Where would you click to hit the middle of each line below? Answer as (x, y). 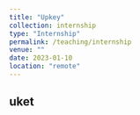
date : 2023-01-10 (41, 58)
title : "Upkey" (37, 17)
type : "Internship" (45, 33)
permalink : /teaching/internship (70, 42)
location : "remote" (45, 67)
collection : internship (53, 25)
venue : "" (27, 50)
